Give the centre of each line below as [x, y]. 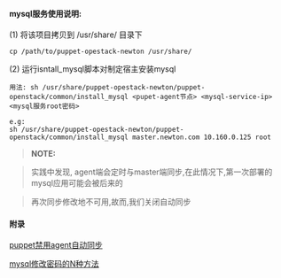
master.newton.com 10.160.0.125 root [202, 137]
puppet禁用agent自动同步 [56, 245]
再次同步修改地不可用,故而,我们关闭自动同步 [111, 202]
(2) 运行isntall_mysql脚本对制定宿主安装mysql [93, 69]
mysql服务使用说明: [46, 13]
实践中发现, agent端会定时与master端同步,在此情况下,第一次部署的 [152, 172]
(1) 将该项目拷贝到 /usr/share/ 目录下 [76, 35]
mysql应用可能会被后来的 [77, 183]
